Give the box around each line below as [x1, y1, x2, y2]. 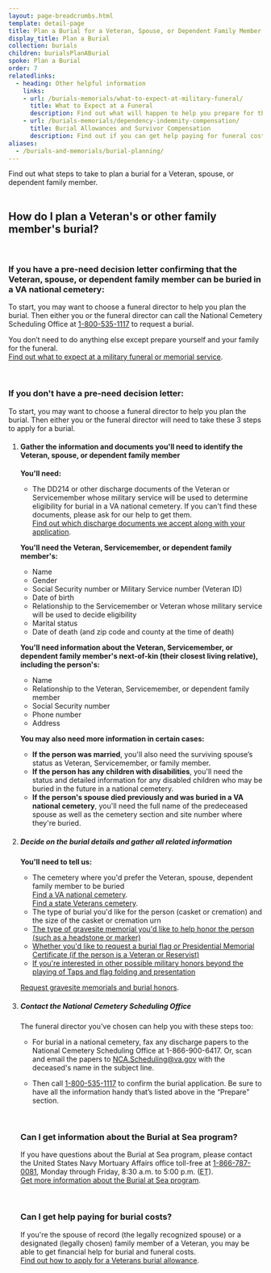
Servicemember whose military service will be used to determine [31, 492, 248, 502]
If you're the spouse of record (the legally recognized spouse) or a [19, 1229, 242, 1239]
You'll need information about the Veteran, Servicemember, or [19, 643, 233, 652]
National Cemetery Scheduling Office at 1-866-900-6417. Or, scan [31, 1045, 252, 1055]
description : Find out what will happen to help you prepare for [29, 110, 254, 118]
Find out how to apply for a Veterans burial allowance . [19, 1255, 200, 1265]
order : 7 [8, 65, 38, 73]
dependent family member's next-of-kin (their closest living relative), [19, 651, 258, 660]
